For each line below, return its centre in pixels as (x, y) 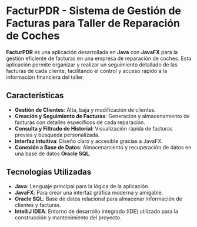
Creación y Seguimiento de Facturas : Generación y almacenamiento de (102, 116)
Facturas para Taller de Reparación (93, 23)
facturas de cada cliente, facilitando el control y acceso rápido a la (87, 71)
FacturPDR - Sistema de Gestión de (94, 11)
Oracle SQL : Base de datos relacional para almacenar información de (98, 199)
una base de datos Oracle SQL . (53, 153)
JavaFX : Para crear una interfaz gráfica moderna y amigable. (89, 192)
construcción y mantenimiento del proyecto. (68, 217)
